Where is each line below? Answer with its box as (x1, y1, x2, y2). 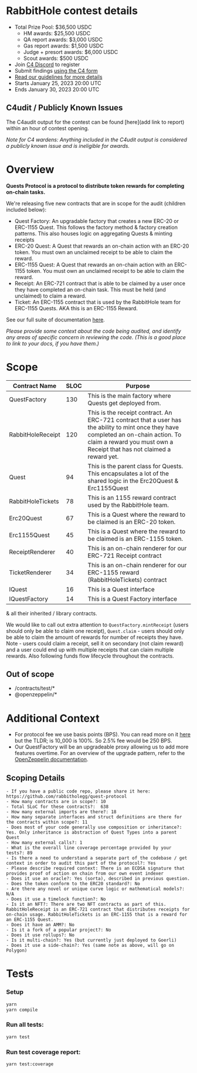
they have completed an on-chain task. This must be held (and (14, 286, 166, 293)
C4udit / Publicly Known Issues (6, 103, 123, 113)
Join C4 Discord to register (14, 60, 80, 68)
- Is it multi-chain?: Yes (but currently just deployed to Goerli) (6, 937, 177, 943)
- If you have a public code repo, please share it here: (6, 788, 151, 794)
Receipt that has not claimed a (87, 445, 171, 453)
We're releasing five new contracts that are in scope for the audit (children (6, 199, 186, 207)
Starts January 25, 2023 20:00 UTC (14, 79, 101, 86)
